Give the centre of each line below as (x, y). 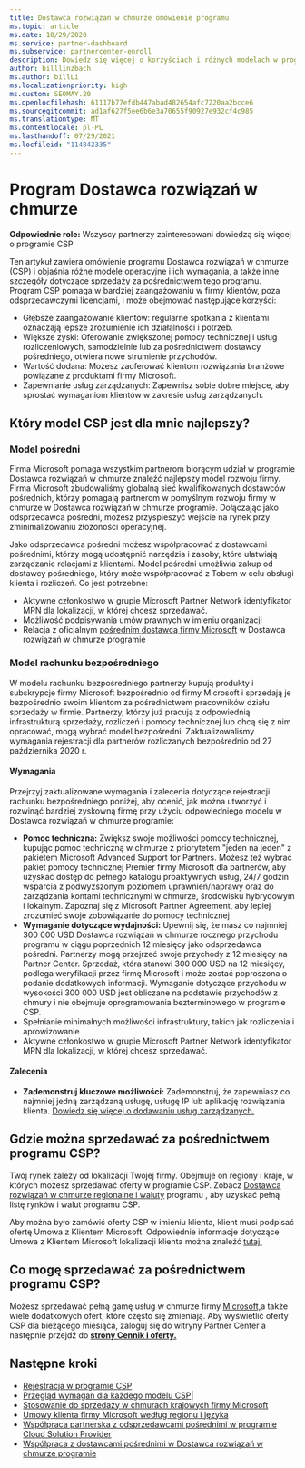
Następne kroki (54, 1364)
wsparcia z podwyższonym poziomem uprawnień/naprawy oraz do (148, 886)
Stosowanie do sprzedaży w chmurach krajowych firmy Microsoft (145, 1404)
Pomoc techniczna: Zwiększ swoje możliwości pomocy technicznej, (150, 838)
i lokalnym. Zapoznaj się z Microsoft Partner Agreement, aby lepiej (147, 905)
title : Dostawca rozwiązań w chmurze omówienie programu (119, 18)
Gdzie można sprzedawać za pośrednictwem (139, 1139)
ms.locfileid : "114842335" (60, 145)
